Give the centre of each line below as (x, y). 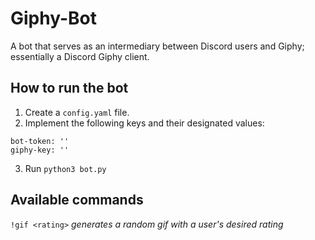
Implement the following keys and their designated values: (144, 123)
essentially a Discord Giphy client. (80, 56)
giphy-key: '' (40, 150)
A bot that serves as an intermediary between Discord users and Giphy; (157, 46)
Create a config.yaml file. (77, 112)
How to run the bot (69, 88)
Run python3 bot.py (65, 168)
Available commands (77, 200)
